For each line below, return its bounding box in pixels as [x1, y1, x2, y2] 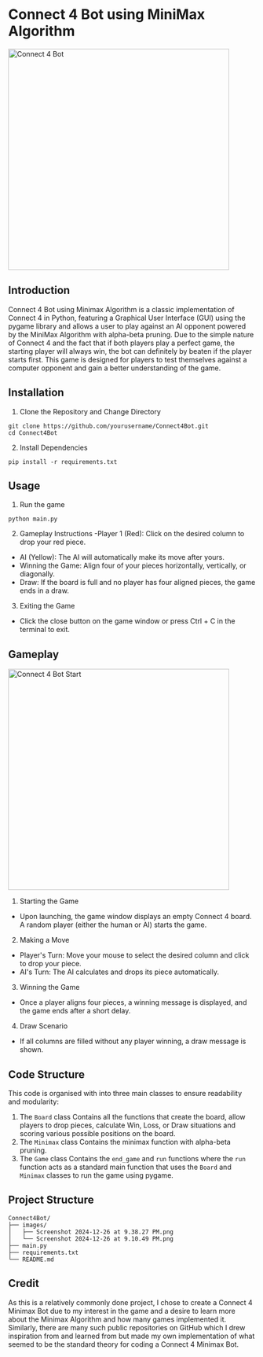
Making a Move [19, 936, 70, 945]
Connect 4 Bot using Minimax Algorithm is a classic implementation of [8, 304, 236, 314]
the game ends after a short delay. [19, 1006, 131, 1016]
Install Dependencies [19, 443, 88, 452]
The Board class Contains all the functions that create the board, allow [19, 1112, 246, 1121]
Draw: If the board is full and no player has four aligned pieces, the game [19, 578, 256, 587]
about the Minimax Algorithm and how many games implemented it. [8, 1315, 227, 1324]
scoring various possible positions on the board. [19, 1129, 176, 1138]
